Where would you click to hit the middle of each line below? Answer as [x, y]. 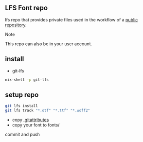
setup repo [22, 95]
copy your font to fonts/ [36, 125]
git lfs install [21, 106]
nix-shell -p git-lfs [27, 80]
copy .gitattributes [30, 120]
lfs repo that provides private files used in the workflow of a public [71, 19]
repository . [16, 25]
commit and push [22, 134]
